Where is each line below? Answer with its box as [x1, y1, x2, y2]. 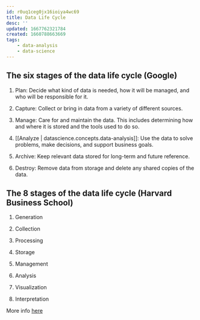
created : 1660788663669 [6, 31, 66, 37]
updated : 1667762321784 [6, 25, 66, 32]
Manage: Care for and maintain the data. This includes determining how [14, 116, 193, 124]
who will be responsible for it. [14, 93, 89, 100]
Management [14, 260, 48, 267]
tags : [6, 37, 20, 43]
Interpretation [14, 295, 49, 302]
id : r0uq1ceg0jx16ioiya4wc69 [6, 8, 80, 15]
